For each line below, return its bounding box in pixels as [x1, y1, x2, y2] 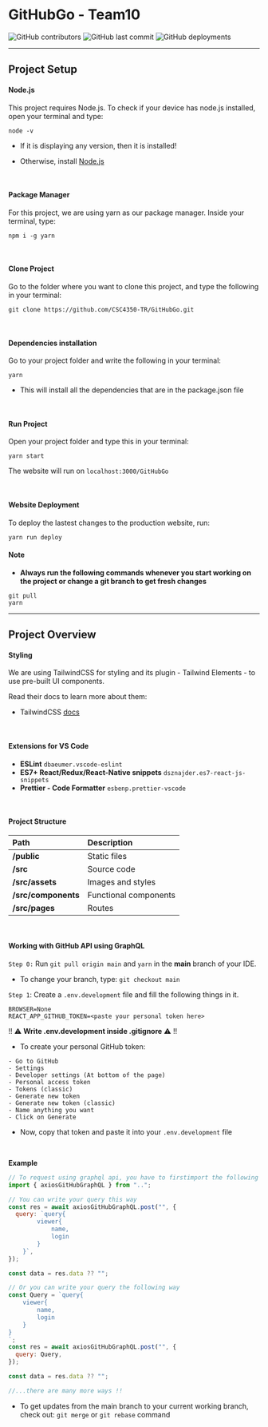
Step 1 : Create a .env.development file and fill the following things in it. [8, 989, 239, 1000]
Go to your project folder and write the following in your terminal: [8, 356, 222, 365]
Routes [87, 902, 114, 913]
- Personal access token [8, 1078, 91, 1086]
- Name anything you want [8, 1106, 94, 1114]
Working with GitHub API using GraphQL [8, 941, 145, 951]
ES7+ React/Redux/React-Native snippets [19, 767, 162, 777]
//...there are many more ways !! [8, 1386, 124, 1395]
